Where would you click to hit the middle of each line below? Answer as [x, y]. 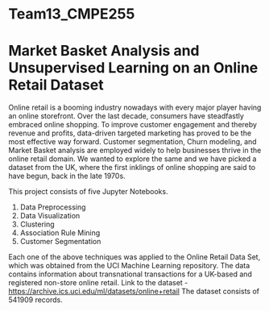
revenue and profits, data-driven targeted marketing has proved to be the [130, 133]
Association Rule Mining [60, 233]
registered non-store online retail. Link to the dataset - [98, 283]
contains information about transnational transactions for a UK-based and [130, 274]
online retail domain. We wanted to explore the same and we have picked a [132, 159]
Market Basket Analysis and [104, 51]
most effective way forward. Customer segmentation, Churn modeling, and [132, 142]
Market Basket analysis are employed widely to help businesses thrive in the [135, 151]
